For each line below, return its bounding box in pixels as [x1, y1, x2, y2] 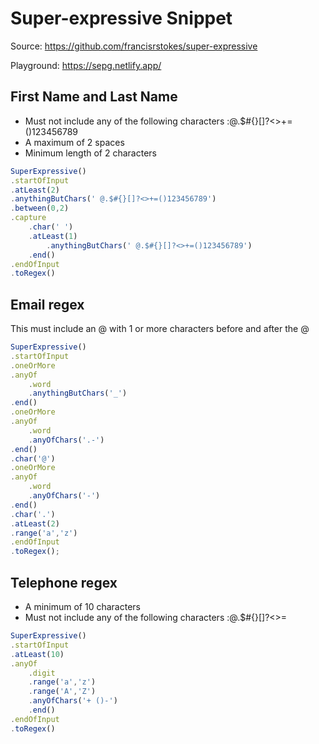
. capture [10, 213, 47, 223]
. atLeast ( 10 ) [10, 649, 65, 659]
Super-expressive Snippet [10, 7, 233, 30]
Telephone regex [10, 574, 118, 591]
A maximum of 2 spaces [24, 136, 125, 148]
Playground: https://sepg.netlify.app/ [10, 59, 162, 71]
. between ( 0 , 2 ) [10, 203, 70, 214]
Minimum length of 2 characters [24, 147, 157, 159]
